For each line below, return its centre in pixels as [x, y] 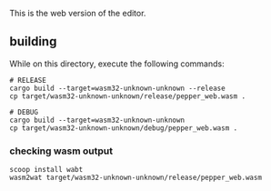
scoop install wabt [46, 170]
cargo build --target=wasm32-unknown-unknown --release [117, 88]
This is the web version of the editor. [78, 13]
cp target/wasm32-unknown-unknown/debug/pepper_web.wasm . [124, 128]
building [33, 41]
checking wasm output [61, 151]
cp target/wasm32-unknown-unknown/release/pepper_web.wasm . [128, 96]
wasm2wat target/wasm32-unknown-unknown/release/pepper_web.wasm [135, 178]
